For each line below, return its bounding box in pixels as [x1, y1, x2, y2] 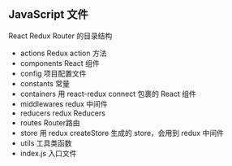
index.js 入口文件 [19, 148, 77, 158]
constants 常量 [19, 78, 71, 88]
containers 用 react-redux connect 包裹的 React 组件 [19, 89, 196, 98]
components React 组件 [19, 58, 100, 68]
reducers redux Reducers [19, 108, 105, 118]
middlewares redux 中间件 [19, 98, 108, 108]
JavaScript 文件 [8, 7, 89, 22]
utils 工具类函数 [19, 138, 72, 148]
